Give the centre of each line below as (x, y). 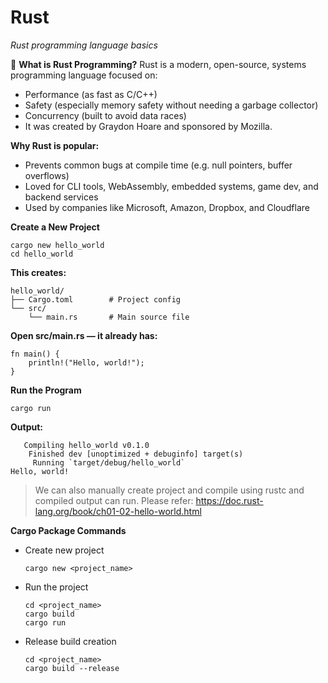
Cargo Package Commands (68, 530)
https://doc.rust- (229, 500)
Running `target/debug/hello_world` (109, 462)
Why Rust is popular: (55, 145)
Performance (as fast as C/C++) (91, 94)
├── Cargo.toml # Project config (96, 299)
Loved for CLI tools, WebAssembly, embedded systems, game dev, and (171, 186)
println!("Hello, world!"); (86, 362)
